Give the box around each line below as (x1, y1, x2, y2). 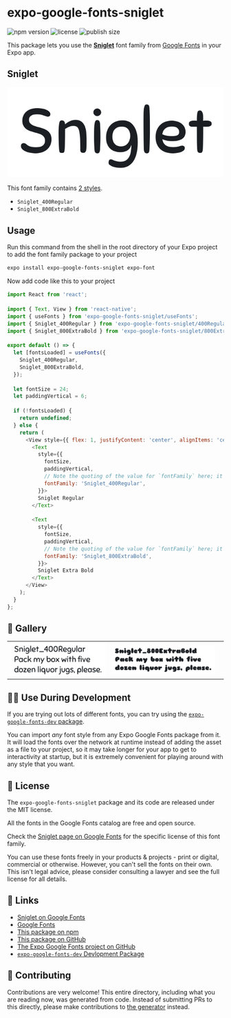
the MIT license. (7, 805, 53, 813)
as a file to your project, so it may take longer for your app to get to (7, 745, 197, 754)
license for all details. (7, 875, 67, 883)
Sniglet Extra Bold (37, 567, 94, 574)
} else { (13, 422, 38, 428)
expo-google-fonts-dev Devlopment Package (16, 949, 144, 958)
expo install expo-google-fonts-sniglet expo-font (7, 264, 155, 271)
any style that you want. (7, 760, 76, 769)
